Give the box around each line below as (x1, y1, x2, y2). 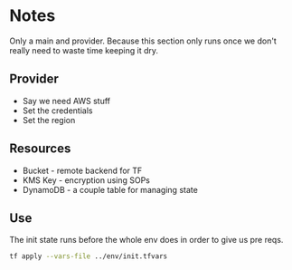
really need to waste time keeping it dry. (9, 44, 159, 55)
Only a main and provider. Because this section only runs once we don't (9, 35, 278, 46)
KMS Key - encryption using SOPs (22, 174, 151, 186)
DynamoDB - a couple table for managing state (22, 184, 199, 195)
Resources (9, 141, 71, 157)
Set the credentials (22, 105, 93, 116)
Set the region (22, 114, 76, 125)
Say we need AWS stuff (22, 95, 111, 106)
